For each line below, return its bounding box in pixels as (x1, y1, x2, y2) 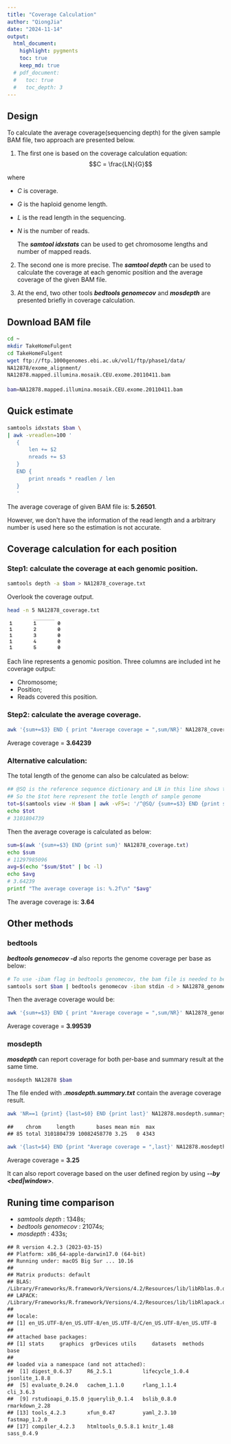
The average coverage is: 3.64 (7, 897, 95, 906)
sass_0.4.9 (7, 1430, 38, 1437)
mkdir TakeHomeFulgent (7, 342, 72, 350)
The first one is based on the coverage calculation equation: (16, 149, 188, 158)
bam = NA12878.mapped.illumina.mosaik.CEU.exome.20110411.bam (7, 386, 184, 393)
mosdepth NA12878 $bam (7, 1076, 72, 1083)
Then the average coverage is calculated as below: (7, 828, 152, 836)
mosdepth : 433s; (16, 1230, 67, 1238)
